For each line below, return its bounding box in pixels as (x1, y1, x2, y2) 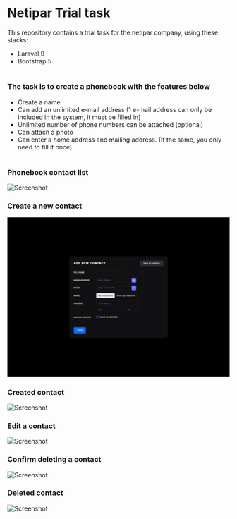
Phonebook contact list (7, 167, 89, 177)
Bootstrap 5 (17, 56, 52, 65)
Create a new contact (7, 201, 83, 211)
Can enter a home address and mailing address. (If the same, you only (17, 135, 222, 144)
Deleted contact (7, 488, 63, 498)
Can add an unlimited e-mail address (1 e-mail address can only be (17, 105, 212, 114)
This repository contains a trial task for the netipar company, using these (7, 28, 219, 37)
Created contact (7, 387, 65, 397)
